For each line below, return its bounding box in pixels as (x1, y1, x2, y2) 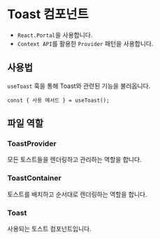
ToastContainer (7, 174, 61, 183)
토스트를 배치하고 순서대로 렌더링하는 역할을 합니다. (7, 190, 147, 199)
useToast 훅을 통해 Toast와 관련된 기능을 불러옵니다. (7, 82, 151, 90)
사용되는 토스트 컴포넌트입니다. (7, 224, 92, 233)
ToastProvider (7, 139, 57, 148)
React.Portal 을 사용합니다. (17, 31, 93, 39)
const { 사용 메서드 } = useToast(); (7, 97, 110, 104)
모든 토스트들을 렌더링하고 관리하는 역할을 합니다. (7, 155, 142, 164)
